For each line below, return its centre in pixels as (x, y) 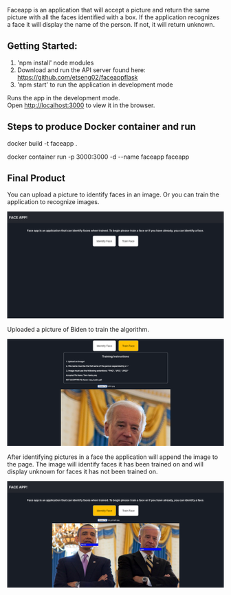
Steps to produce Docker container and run (101, 127)
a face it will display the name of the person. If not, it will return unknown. (111, 24)
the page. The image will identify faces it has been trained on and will (106, 464)
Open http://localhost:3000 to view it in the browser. (81, 105)
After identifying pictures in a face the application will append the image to (113, 457)
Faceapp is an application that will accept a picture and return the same (108, 10)
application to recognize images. (53, 202)
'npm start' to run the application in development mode (95, 85)
